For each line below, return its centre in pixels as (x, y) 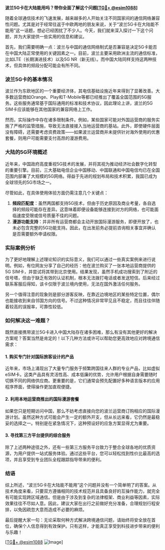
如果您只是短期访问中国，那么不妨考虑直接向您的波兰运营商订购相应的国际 (80, 411)
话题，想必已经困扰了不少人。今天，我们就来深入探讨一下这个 (87, 30)
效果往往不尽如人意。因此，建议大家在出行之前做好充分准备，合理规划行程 (80, 503)
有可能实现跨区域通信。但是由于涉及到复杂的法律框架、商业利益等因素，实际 (82, 497)
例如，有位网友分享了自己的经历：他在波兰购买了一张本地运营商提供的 (84, 265)
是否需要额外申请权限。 (36, 234)
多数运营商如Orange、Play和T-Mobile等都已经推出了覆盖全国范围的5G (76, 97)
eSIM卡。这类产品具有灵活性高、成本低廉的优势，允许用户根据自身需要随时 (81, 375)
